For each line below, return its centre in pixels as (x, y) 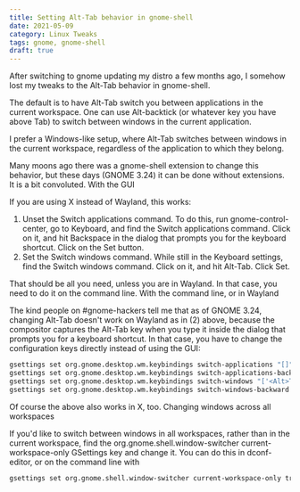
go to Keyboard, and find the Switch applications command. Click (171, 229)
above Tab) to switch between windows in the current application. (130, 122)
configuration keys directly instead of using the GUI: (105, 348)
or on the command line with (87, 462)
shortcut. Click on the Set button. (83, 248)
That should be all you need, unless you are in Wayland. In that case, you (143, 284)
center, (35, 229)
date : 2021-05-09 (42, 26)
